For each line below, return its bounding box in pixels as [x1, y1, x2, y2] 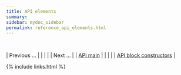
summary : [6, 14, 28, 20]
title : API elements [6, 8, 57, 15]
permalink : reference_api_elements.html [6, 24, 107, 31]
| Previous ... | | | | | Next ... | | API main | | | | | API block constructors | [6, 52, 176, 59]
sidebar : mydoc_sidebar [6, 19, 65, 25]
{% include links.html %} [6, 63, 66, 70]
